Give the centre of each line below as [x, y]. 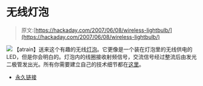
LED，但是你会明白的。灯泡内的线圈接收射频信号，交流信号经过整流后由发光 [101, 57]
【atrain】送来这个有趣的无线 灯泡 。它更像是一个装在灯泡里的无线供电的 [103, 49]
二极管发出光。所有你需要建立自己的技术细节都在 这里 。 [75, 64]
